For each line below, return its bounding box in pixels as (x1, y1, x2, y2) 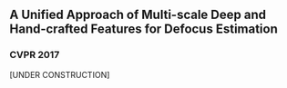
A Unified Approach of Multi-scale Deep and (9, 7, 267, 23)
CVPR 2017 (9, 49, 60, 62)
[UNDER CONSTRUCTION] (9, 69, 110, 80)
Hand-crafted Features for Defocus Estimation (9, 22, 278, 37)
